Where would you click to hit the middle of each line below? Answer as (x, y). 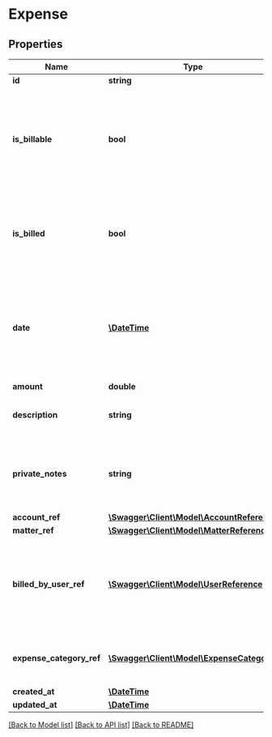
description (35, 415)
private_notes (40, 473)
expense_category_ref (57, 658)
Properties (36, 44)
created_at (34, 692)
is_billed (29, 234)
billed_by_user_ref (49, 584)
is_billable (32, 139)
